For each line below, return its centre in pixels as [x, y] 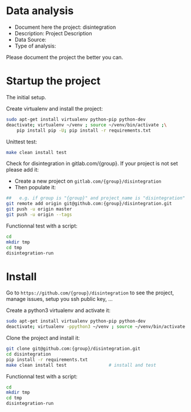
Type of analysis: [35, 46]
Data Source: [31, 39]
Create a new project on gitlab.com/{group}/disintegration [88, 181]
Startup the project [53, 81]
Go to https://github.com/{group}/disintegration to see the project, [90, 293]
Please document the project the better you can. [65, 57]
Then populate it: [35, 187]
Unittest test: [21, 142]
